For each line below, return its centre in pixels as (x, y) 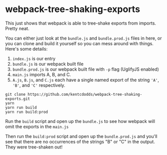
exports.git (18, 99)
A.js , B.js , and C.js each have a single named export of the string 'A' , (86, 80)
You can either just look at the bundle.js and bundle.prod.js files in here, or (83, 38)
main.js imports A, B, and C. (42, 74)
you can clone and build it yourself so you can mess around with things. (79, 43)
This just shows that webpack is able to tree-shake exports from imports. (81, 23)
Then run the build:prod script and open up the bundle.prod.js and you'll (81, 136)
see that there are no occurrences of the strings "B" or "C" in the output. (80, 141)
